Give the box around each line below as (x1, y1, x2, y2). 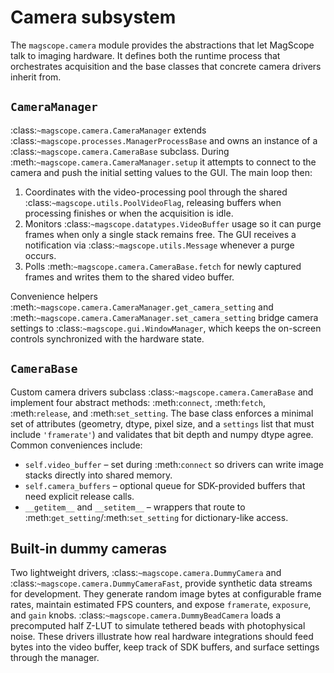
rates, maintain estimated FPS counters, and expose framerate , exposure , (10, 599, 312, 611)
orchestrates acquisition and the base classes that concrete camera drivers (10, 60, 322, 72)
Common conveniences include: (10, 439, 143, 451)
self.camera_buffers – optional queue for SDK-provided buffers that (24, 479, 306, 491)
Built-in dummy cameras (10, 540, 168, 557)
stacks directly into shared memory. (24, 469, 173, 481)
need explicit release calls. (24, 490, 135, 502)
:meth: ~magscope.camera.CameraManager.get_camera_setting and (10, 301, 274, 313)
